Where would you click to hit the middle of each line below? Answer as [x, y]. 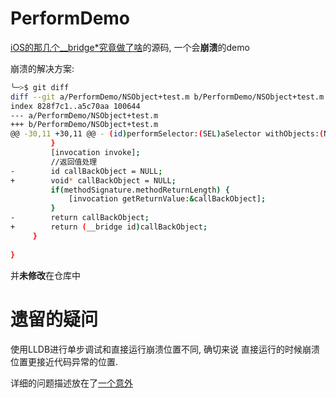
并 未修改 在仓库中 [45, 275]
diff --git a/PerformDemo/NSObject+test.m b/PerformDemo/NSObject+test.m [167, 97]
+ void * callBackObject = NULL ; [93, 180]
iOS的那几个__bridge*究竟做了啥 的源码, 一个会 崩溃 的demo [130, 47]
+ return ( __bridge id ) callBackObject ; [109, 227]
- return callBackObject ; [80, 218]
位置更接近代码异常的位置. [64, 361]
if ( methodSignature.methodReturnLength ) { [140, 190]
